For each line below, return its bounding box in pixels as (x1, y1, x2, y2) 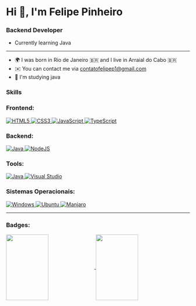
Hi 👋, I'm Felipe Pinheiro (6, 5, 123, 19)
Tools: (6, 159, 24, 168)
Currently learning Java (14, 39, 71, 46)
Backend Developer (6, 26, 63, 34)
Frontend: (6, 104, 35, 112)
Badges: (6, 221, 30, 229)
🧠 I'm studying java (14, 74, 61, 81)
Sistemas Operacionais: (6, 187, 75, 196)
